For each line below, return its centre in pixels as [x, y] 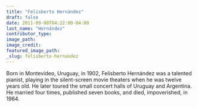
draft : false [22, 17]
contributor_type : [29, 34]
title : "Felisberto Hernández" [45, 12]
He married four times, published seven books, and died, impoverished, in [97, 92]
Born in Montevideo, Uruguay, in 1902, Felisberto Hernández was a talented [99, 73]
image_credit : [24, 45]
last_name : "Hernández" [36, 28]
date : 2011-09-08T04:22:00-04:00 [48, 23]
